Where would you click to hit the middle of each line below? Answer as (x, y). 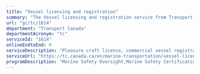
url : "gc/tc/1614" (29, 23)
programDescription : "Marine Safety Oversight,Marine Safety (84, 61)
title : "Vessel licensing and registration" (62, 12)
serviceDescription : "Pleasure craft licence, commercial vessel (89, 51)
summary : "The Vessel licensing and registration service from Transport (100, 17)
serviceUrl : (21, 56)
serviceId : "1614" (29, 39)
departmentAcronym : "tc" (37, 34)
